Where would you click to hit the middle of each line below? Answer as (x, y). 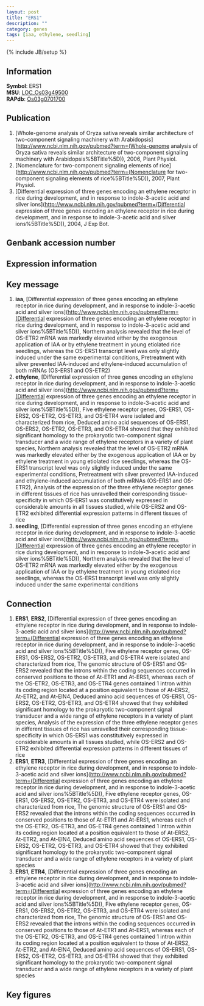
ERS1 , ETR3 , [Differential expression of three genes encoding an (96, 762)
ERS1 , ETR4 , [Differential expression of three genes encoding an (96, 872)
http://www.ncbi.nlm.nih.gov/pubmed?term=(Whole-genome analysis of (107, 146)
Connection (29, 604)
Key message (33, 284)
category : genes (27, 29)
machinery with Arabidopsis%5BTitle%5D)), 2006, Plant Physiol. (96, 159)
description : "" (27, 23)
